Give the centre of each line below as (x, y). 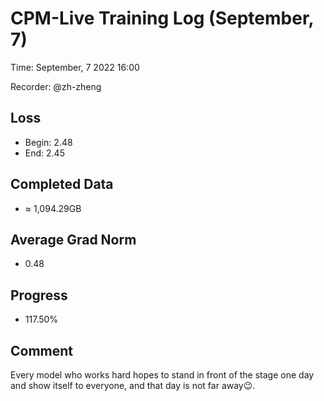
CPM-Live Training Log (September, (162, 18)
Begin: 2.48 (48, 142)
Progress (39, 295)
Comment (42, 350)
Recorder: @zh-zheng (56, 86)
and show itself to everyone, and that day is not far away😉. (133, 385)
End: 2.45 (44, 153)
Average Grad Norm (73, 239)
